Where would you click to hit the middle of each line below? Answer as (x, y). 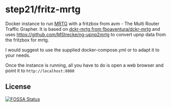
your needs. (18, 55)
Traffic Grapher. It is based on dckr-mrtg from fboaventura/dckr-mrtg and (83, 29)
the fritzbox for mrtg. (27, 40)
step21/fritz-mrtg (43, 9)
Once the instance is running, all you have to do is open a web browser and (84, 65)
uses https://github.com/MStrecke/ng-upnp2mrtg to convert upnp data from (86, 34)
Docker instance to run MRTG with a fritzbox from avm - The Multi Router (82, 24)
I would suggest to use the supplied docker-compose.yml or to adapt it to (82, 50)
